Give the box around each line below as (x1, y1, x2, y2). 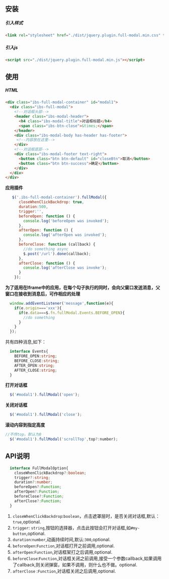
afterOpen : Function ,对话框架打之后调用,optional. (12, 549, 113, 555)
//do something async (23, 247, 69, 252)
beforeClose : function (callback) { (18, 242, 96, 247)
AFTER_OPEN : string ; (14, 363, 55, 368)
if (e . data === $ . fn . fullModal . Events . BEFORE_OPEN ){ (18, 310, 125, 315)
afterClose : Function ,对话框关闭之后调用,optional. (12, 568, 116, 574)
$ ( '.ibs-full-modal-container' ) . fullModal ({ (12, 195, 107, 200)
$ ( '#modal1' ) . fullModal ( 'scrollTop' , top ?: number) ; (10, 437, 118, 442)
